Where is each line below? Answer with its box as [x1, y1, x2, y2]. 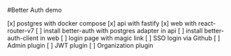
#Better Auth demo [7, 6, 62, 14]
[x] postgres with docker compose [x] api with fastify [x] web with [7, 19, 197, 27]
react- [198, 19, 216, 27]
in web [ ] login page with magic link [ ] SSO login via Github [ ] [40, 34, 221, 42]
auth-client [7, 34, 39, 42]
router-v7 [7, 27, 35, 35]
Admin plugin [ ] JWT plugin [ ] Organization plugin [7, 41, 154, 49]
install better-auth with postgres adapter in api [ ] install [43, 27, 203, 35]
